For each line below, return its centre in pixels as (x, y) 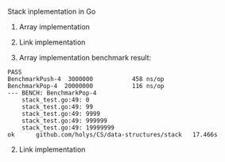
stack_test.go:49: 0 (56, 100)
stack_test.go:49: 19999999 (68, 128)
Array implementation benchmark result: (85, 58)
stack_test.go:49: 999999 (65, 121)
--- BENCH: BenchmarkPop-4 (52, 93)
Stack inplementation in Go (52, 12)
